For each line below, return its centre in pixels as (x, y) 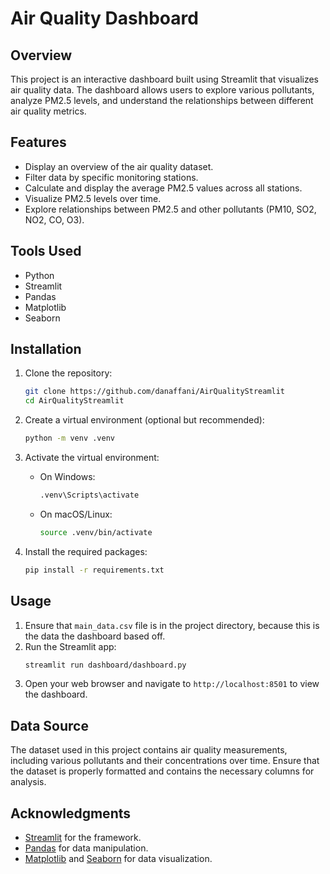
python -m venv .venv (69, 438)
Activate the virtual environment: (92, 458)
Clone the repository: (68, 373)
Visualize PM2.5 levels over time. (93, 198)
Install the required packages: (86, 551)
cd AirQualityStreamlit (74, 401)
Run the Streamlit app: (70, 646)
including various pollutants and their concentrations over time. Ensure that (165, 761)
